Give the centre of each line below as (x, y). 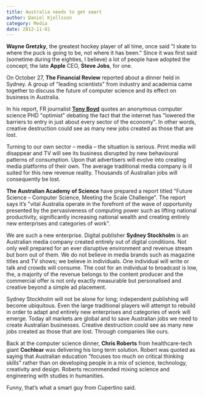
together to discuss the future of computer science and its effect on (91, 91)
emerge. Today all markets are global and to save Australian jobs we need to (102, 319)
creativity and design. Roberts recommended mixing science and (88, 370)
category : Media (27, 23)
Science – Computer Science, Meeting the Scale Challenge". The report (96, 198)
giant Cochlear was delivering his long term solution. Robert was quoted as (101, 350)
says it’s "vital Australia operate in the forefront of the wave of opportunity (99, 204)
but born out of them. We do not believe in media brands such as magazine (101, 255)
